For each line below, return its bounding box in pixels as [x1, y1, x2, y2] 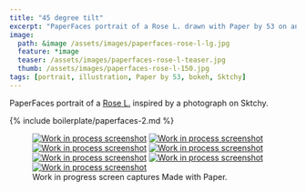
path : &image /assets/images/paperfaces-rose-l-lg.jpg [17, 38, 230, 48]
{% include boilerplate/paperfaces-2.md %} [9, 115, 175, 126]
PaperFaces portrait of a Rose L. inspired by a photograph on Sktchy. [9, 97, 269, 108]
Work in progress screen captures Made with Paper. [32, 171, 228, 182]
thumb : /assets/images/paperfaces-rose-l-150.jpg [17, 65, 209, 74]
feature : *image [17, 47, 79, 56]
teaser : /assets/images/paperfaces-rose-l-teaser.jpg [17, 55, 226, 65]
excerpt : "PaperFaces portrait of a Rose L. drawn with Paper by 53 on [9, 22, 287, 31]
